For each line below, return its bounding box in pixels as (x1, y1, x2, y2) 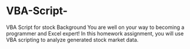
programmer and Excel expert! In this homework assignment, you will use (6, 30, 184, 37)
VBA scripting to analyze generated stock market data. (6, 36, 139, 43)
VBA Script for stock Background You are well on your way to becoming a (6, 24, 185, 31)
